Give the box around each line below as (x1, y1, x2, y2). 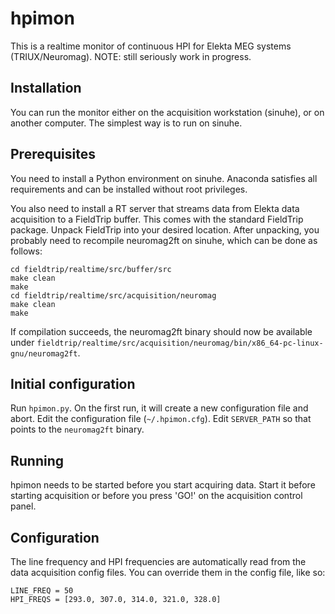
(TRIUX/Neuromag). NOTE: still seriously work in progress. (10, 50, 252, 62)
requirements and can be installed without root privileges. (10, 183, 248, 195)
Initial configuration (10, 375, 136, 392)
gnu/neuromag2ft (10, 348, 78, 359)
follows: (10, 245, 43, 257)
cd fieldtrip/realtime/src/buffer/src (10, 264, 172, 274)
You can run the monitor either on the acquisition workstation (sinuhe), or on (10, 106, 325, 118)
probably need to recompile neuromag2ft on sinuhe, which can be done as (10, 234, 318, 246)
